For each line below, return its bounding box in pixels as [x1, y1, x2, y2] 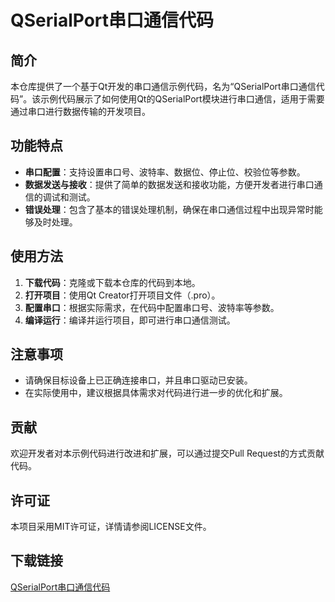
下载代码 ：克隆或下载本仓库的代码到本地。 [24, 276, 201, 288]
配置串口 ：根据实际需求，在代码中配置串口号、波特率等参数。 [24, 301, 280, 313]
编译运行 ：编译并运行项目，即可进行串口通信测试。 [24, 314, 236, 326]
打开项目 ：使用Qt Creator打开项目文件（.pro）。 [24, 289, 221, 301]
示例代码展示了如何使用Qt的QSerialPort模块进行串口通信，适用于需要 [40, 93, 325, 105]
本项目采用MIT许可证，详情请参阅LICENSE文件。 [10, 521, 212, 533]
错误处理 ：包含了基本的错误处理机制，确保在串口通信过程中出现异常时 [24, 203, 315, 215]
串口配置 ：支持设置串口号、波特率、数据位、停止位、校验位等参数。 [24, 166, 306, 178]
